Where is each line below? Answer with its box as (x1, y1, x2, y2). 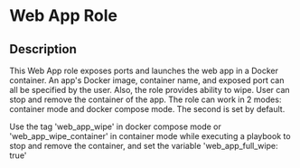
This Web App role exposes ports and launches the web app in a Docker (9, 65, 278, 76)
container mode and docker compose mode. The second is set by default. (9, 104, 286, 114)
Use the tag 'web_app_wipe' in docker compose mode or (9, 121, 221, 132)
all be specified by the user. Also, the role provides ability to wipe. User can (9, 85, 291, 95)
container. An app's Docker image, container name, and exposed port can (9, 75, 285, 86)
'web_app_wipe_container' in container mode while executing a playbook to (9, 131, 291, 141)
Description (9, 42, 77, 57)
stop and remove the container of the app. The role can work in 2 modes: (9, 94, 282, 105)
